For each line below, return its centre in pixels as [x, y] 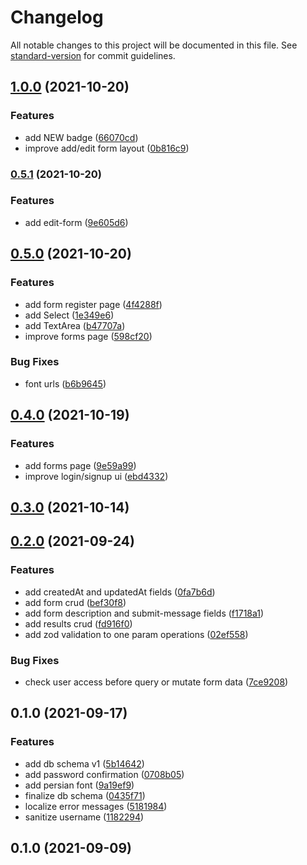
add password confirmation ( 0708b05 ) [104, 774]
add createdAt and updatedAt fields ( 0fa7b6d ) [120, 592]
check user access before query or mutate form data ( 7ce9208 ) [156, 682]
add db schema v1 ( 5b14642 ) [84, 763]
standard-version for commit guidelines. [93, 55]
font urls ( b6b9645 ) [65, 383]
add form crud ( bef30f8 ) [75, 602]
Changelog [57, 17]
